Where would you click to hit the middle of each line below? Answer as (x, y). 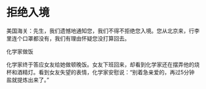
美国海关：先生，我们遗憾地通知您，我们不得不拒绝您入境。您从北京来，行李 (103, 31)
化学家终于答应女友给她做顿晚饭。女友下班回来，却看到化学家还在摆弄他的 (100, 64)
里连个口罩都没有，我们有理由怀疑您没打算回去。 (68, 38)
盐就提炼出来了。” (28, 80)
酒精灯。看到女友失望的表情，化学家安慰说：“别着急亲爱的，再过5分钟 (106, 72)
